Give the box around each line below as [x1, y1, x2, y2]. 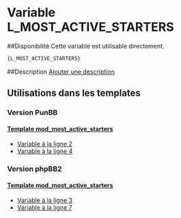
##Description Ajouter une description [7, 67, 115, 76]
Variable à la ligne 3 [16, 196, 73, 204]
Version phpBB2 [7, 164, 63, 174]
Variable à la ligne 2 [16, 140, 73, 148]
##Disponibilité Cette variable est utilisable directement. [7, 42, 165, 50]
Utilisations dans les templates [7, 87, 141, 99]
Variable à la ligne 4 [16, 147, 73, 155]
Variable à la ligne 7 [16, 204, 72, 212]
